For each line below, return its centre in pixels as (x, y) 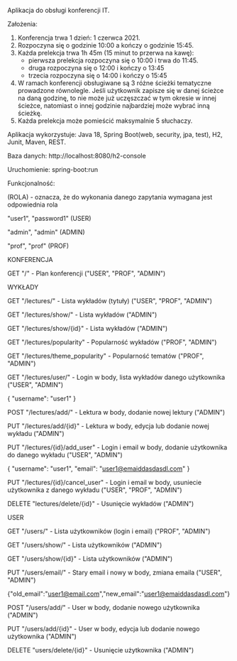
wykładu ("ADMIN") (36, 433)
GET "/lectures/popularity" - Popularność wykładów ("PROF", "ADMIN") (112, 342)
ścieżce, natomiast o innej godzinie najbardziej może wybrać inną (114, 105)
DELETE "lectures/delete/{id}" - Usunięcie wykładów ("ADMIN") (101, 504)
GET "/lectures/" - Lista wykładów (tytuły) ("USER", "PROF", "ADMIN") (110, 301)
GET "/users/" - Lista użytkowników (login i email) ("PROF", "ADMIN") (109, 531)
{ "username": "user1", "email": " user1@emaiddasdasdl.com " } (99, 469)
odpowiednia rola (33, 204)
